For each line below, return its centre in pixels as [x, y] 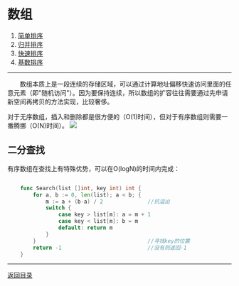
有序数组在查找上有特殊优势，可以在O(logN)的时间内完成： [94, 168]
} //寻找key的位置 [112, 241]
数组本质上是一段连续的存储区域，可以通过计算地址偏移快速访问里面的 [122, 84]
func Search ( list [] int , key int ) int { [81, 188]
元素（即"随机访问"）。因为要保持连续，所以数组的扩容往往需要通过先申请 [121, 92]
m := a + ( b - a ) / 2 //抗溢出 [108, 202]
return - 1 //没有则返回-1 [110, 248]
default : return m [85, 228]
